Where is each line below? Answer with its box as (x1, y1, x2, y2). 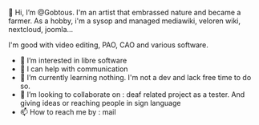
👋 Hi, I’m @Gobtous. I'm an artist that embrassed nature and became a (8, 8, 241, 17)
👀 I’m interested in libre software (19, 56, 127, 65)
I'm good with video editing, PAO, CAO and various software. (8, 40, 208, 50)
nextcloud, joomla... (8, 25, 74, 34)
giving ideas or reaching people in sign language (19, 99, 181, 107)
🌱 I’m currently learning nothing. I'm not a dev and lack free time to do (19, 73, 252, 82)
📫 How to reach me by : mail (19, 107, 116, 116)
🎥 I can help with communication (19, 64, 128, 74)
